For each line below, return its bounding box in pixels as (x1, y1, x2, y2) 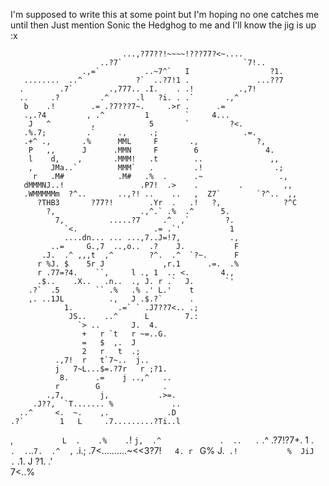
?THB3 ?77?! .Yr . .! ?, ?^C (36, 198, 298, 208)
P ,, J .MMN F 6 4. (28, 145, 275, 155)
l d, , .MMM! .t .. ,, (28, 154, 280, 164)
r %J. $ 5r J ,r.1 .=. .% (36, 259, 240, 269)
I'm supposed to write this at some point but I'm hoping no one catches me (10, 9, 320, 20)
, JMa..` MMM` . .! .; (28, 163, 284, 173)
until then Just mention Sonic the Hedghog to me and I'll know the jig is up (10, 19, 317, 31)
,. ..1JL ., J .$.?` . (28, 294, 195, 304)
